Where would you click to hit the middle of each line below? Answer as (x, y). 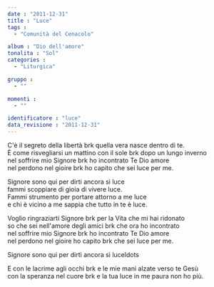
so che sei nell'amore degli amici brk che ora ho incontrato (93, 226)
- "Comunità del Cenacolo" (54, 34)
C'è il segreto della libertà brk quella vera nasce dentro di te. (96, 145)
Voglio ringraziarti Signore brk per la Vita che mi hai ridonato (96, 218)
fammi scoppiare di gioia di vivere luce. (65, 189)
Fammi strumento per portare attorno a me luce (77, 197)
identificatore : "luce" (44, 118)
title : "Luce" (30, 21)
